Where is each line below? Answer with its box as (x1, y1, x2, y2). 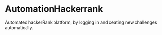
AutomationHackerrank (5, 3, 103, 15)
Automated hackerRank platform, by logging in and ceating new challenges (5, 19, 157, 25)
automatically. (5, 24, 33, 30)
